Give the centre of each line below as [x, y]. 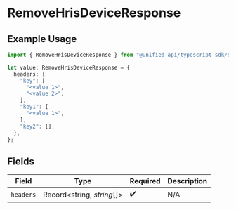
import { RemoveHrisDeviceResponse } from [70, 55]
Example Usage [42, 39]
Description [188, 181]
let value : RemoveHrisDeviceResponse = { [69, 67]
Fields [21, 161]
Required [145, 181]
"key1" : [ [34, 107]
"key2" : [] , [37, 126]
